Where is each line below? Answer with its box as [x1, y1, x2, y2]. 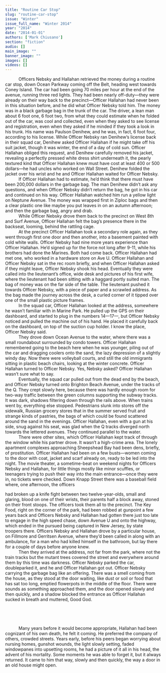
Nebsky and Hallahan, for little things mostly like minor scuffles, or [5, 466, 140, 472]
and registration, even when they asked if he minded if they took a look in [5, 123, 155, 129]
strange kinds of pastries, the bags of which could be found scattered [5, 413, 147, 419]
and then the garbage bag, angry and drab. [5, 208, 93, 214]
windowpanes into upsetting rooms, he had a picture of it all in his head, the [5, 646, 160, 652]
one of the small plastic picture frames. [5, 297, 85, 303]
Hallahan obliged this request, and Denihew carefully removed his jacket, [5, 150, 154, 156]
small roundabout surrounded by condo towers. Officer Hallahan [5, 339, 136, 345]
